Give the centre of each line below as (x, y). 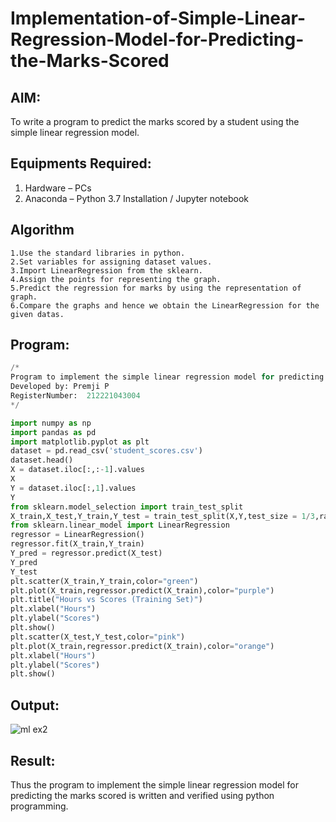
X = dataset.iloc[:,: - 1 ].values (77, 470)
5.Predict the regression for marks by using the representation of (156, 288)
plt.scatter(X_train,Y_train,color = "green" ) (104, 581)
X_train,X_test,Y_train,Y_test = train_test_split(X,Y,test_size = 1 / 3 (162, 516)
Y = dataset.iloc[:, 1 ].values (73, 488)
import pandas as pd (53, 432)
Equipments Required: (81, 163)
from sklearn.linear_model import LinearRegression (120, 525)
